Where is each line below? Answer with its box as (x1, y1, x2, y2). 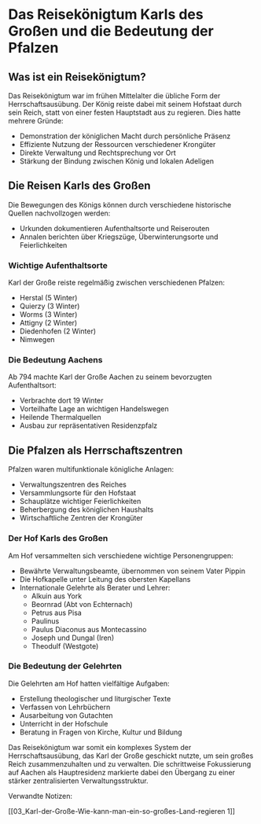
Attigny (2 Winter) (19, 318, 78, 328)
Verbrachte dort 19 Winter (19, 395, 104, 406)
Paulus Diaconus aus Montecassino (31, 624, 147, 634)
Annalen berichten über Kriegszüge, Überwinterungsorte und (19, 232, 219, 241)
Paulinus (31, 616, 60, 626)
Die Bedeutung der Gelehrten (8, 660, 122, 671)
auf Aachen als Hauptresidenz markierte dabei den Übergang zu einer (8, 767, 236, 777)
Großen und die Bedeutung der (8, 22, 214, 40)
